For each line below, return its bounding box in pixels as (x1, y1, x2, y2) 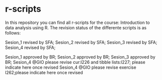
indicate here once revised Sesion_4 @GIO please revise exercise (5, 64, 136, 70)
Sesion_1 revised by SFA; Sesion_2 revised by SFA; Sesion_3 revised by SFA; (5, 39, 157, 45)
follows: (5, 30, 21, 36)
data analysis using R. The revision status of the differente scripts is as (5, 24, 147, 30)
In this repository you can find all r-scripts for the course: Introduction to (5, 20, 150, 25)
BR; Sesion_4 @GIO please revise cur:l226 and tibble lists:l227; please (5, 59, 145, 65)
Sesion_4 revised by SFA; (5, 44, 56, 50)
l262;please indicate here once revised (5, 69, 83, 75)
